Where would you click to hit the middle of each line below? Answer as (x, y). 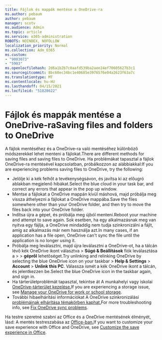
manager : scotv (20, 23)
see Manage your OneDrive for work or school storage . (67, 292)
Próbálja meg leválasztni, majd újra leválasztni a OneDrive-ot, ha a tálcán (85, 246)
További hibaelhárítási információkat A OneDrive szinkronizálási (75, 297)
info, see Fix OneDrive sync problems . (50, 308)
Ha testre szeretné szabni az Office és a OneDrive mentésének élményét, (78, 317)
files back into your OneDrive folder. (48, 210)
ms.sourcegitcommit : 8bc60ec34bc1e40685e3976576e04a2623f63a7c (70, 73)
